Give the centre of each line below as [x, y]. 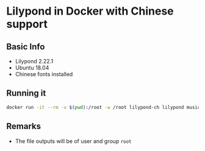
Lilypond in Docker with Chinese [90, 11]
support [27, 24]
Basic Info [26, 47]
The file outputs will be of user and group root [74, 141]
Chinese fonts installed [44, 74]
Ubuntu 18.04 [32, 68]
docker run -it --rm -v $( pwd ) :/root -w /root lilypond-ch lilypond [95, 107]
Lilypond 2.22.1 [34, 61]
